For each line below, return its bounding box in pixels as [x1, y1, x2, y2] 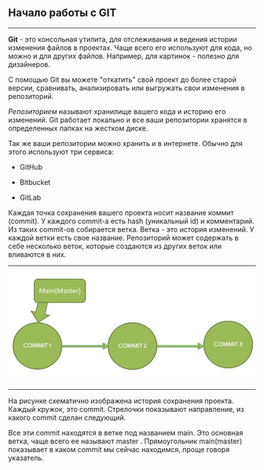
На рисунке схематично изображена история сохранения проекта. [8, 396, 234, 406]
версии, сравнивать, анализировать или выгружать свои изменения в [8, 83, 245, 93]
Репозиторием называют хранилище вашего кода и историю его [8, 106, 226, 116]
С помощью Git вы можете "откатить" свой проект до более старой [8, 75, 237, 84]
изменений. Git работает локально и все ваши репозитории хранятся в [8, 115, 247, 124]
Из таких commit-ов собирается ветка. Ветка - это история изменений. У [8, 224, 255, 234]
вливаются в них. [8, 249, 67, 259]
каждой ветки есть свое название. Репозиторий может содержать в [8, 233, 239, 242]
